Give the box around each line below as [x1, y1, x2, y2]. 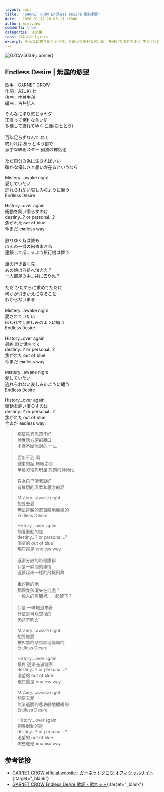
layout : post [5, 7, 32, 12]
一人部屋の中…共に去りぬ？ [5, 273, 61, 279]
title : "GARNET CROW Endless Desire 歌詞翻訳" [5, 12, 101, 17]
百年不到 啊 [17, 454, 40, 460]
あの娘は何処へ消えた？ [5, 267, 52, 272]
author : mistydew [5, 21, 41, 26]
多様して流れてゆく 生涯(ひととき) [5, 123, 73, 129]
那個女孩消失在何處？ [17, 587, 60, 593]
